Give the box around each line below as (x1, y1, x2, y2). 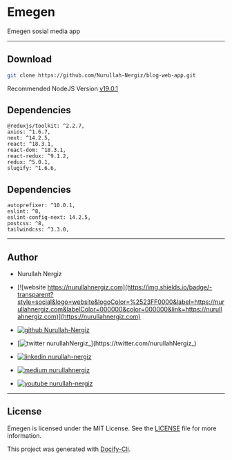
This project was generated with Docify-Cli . (7, 445, 131, 453)
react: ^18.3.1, (7, 141, 54, 148)
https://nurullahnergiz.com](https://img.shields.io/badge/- (47, 283, 213, 291)
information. (7, 431, 42, 439)
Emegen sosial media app (7, 27, 81, 35)
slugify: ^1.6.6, (7, 165, 57, 172)
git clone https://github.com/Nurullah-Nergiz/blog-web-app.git (7, 72, 196, 79)
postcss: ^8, (7, 220, 45, 227)
